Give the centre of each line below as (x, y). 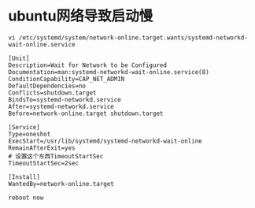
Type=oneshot (30, 134)
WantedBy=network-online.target (61, 184)
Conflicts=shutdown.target (52, 93)
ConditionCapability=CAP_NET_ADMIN (67, 79)
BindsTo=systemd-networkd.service (65, 99)
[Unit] (19, 58)
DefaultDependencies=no (47, 86)
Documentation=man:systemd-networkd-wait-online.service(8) (109, 72)
